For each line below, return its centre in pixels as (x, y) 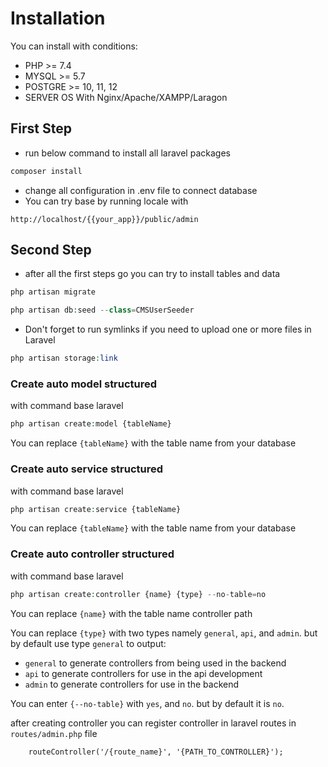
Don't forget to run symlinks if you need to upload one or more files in (168, 329)
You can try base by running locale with (106, 201)
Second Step (51, 250)
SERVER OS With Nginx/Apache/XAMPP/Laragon (126, 97)
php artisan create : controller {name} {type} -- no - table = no (138, 594)
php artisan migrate (53, 292)
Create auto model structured (84, 384)
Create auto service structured (87, 469)
